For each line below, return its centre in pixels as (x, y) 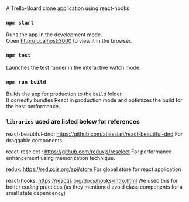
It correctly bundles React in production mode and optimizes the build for (94, 100)
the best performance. (33, 107)
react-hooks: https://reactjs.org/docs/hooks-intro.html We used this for (92, 181)
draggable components (34, 141)
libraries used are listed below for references (73, 121)
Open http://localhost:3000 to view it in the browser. (69, 41)
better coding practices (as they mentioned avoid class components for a (94, 187)
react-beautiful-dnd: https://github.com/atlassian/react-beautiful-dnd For (94, 134)
